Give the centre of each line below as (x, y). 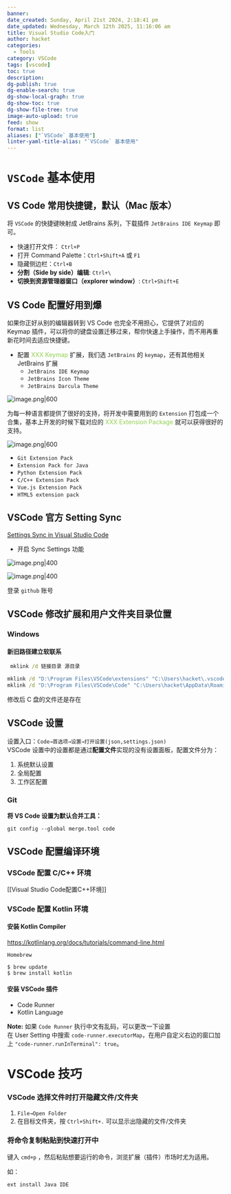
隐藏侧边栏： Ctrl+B (44, 264)
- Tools (24, 52)
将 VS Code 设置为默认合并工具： (54, 816)
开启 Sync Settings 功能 (51, 549)
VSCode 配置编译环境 (53, 852)
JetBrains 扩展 (37, 363)
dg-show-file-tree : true (43, 110)
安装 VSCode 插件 (33, 989)
